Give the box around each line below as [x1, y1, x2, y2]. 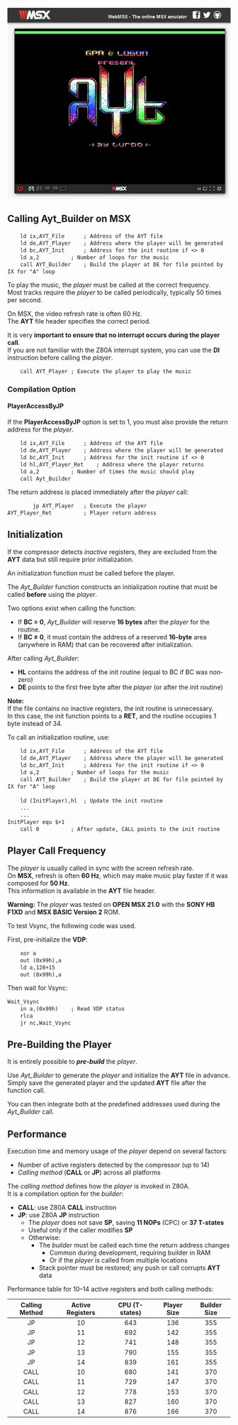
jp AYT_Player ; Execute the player [33, 502, 147, 510]
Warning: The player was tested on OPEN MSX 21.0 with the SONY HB [7, 900, 215, 908]
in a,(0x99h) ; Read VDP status [20, 1005, 125, 1012]
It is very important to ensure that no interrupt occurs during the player [7, 331, 220, 339]
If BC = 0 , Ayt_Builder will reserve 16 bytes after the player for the [17, 617, 210, 626]
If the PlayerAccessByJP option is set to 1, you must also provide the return [7, 417, 228, 426]
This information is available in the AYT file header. [7, 886, 157, 895]
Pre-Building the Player [7, 1038, 112, 1050]
